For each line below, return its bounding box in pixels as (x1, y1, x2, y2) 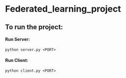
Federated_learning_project (5, 3, 122, 15)
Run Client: (5, 58, 29, 63)
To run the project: (5, 23, 63, 31)
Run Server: (5, 37, 31, 42)
